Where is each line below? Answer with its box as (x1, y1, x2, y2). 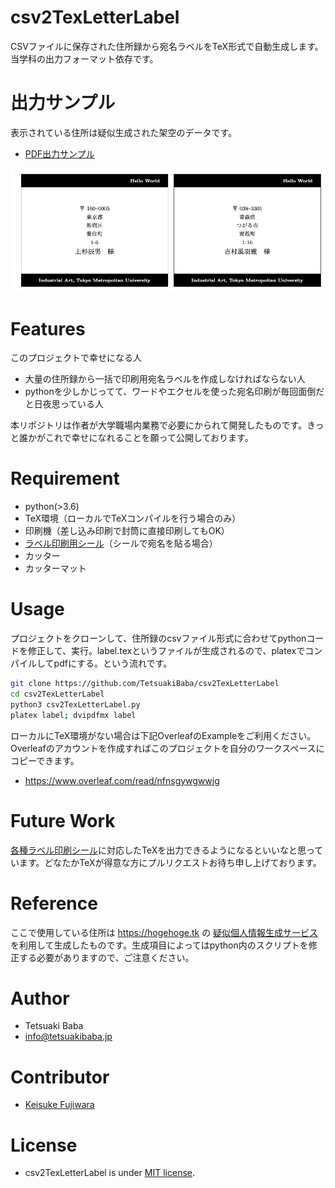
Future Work (10, 809, 116, 832)
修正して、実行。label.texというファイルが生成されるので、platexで (27, 645, 306, 657)
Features (10, 317, 86, 340)
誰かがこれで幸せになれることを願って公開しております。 (18, 432, 254, 444)
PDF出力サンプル (24, 147, 95, 160)
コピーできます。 (10, 754, 80, 766)
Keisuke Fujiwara (24, 1099, 95, 1111)
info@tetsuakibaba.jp (24, 1031, 113, 1043)
